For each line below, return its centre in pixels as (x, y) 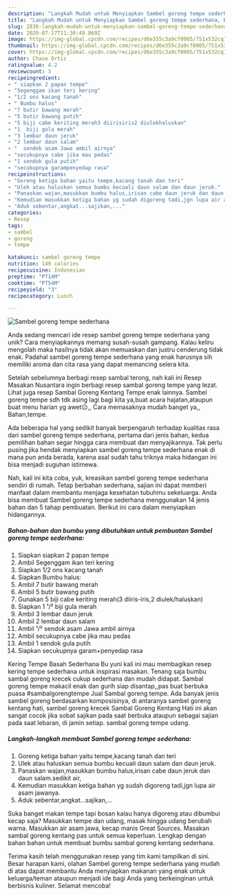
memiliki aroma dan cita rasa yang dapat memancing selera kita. (99, 364)
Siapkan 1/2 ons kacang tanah (60, 570)
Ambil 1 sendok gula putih (54, 643)
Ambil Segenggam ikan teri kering (66, 563)
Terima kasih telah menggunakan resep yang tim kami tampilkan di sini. (109, 856)
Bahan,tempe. (28, 415)
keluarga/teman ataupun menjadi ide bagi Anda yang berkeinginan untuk (111, 878)
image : (17, 39)
